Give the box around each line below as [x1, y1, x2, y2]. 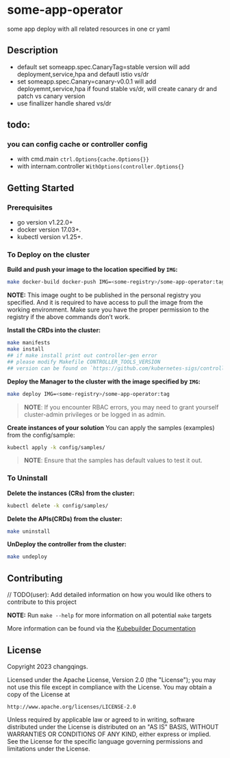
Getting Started [7, 182, 75, 194]
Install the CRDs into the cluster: [7, 326, 101, 334]
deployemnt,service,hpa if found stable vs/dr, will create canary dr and [16, 84, 217, 92]
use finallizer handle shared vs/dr [16, 99, 112, 108]
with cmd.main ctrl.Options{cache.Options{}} [16, 155, 149, 163]
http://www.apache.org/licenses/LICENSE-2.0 [7, 703, 136, 710]
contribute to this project [7, 598, 77, 606]
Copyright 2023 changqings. [7, 662, 88, 670]
